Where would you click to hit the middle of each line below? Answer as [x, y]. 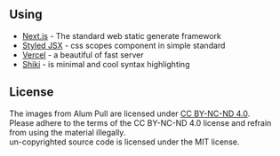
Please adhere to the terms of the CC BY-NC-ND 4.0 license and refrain [140, 122]
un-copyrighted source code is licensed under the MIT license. [124, 142]
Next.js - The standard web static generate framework [122, 35]
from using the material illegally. [68, 132]
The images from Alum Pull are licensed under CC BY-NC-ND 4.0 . [130, 113]
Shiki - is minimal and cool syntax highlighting [106, 64]
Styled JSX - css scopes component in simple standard [124, 45]
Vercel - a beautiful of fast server [83, 55]
